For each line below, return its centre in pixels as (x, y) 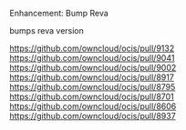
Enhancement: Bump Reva (59, 13)
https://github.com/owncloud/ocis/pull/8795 (93, 87)
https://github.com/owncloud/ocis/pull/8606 (93, 106)
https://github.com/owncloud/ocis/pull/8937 (93, 116)
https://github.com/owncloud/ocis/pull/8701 (92, 96)
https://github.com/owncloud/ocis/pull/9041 (92, 58)
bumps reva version (47, 30)
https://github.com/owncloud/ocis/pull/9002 (93, 68)
